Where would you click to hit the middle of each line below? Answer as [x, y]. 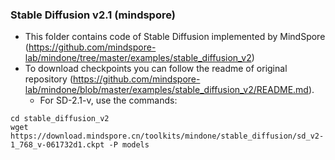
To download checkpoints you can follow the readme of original [156, 69]
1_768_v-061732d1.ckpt [57, 145]
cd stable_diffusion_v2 [60, 119]
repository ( [48, 79]
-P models [129, 145]
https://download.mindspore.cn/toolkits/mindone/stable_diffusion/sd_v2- [167, 136]
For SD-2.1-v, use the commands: [108, 100]
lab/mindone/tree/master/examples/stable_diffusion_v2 [138, 58]
